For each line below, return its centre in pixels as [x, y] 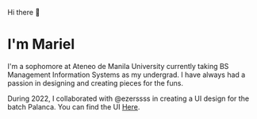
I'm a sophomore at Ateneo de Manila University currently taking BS [118, 66]
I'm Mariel [41, 44]
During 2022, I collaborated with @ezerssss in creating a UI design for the [128, 98]
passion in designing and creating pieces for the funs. [96, 83]
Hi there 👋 [24, 12]
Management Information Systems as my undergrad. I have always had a [127, 75]
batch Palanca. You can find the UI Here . [74, 106]
